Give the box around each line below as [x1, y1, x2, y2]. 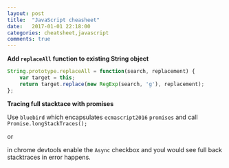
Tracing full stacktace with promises [7, 99, 114, 107]
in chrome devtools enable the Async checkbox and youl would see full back [7, 145, 222, 154]
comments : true [7, 36, 51, 43]
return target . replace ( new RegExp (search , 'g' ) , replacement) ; [19, 81, 205, 87]
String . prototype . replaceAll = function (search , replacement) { [7, 68, 195, 75]
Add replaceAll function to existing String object [7, 54, 149, 63]
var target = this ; [19, 74, 76, 81]
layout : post [7, 10, 45, 17]
